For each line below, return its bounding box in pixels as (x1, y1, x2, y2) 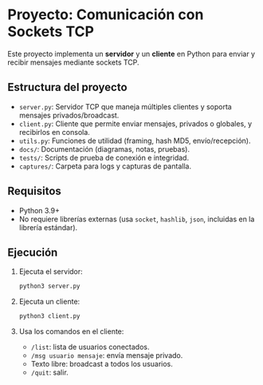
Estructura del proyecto (7, 81, 128, 94)
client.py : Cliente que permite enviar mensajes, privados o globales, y (18, 118, 253, 129)
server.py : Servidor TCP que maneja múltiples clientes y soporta (18, 101, 232, 111)
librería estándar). (18, 222, 78, 232)
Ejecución (7, 245, 58, 259)
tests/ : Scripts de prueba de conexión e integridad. (18, 153, 189, 162)
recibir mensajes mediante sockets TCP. (7, 58, 140, 67)
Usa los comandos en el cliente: (18, 327, 124, 336)
